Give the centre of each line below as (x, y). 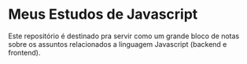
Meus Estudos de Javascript (103, 14)
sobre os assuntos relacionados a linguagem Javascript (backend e (118, 44)
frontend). (24, 52)
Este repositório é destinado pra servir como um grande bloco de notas (124, 36)
